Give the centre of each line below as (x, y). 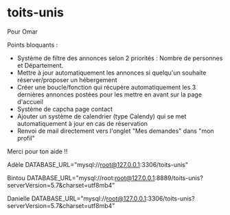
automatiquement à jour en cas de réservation (82, 123)
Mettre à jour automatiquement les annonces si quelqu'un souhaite (112, 73)
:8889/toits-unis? (179, 178)
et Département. (40, 65)
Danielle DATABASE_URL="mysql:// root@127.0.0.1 (77, 198)
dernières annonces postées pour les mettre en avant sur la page (110, 94)
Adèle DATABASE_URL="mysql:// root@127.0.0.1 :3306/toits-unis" (98, 164)
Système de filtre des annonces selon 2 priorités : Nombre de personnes (120, 58)
